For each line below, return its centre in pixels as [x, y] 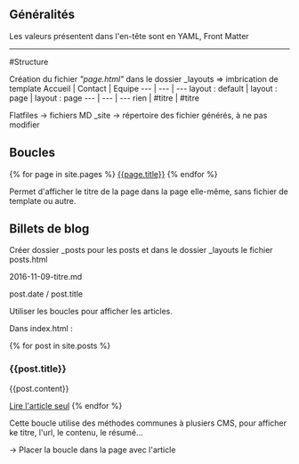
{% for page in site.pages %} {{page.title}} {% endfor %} [113, 174]
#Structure [29, 61]
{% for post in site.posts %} [60, 346]
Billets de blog [49, 229]
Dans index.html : [41, 329]
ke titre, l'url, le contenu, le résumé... [77, 432]
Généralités [42, 15]
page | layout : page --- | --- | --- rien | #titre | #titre [105, 98]
